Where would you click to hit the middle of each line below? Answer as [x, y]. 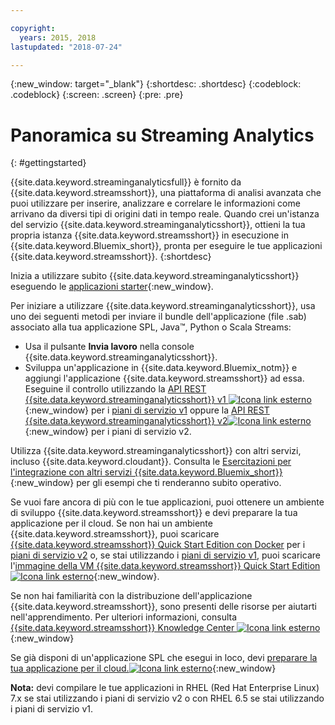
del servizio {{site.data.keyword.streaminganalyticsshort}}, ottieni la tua [158, 225]
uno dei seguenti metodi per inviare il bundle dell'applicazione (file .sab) [158, 317]
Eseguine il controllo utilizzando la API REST [115, 389]
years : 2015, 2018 [58, 37]
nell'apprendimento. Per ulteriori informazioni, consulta [124, 617]
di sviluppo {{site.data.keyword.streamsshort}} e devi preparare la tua [154, 513]
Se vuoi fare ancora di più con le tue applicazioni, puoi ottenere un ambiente [167, 502]
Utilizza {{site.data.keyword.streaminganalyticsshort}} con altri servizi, [156, 451]
